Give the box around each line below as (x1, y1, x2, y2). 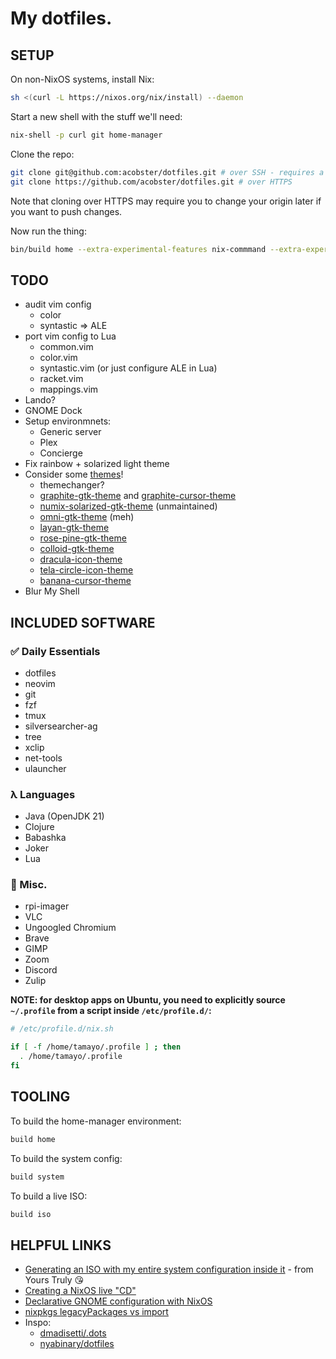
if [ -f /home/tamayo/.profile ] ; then (10, 1042, 182, 1052)
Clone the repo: (10, 148, 75, 160)
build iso (10, 1209, 52, 1219)
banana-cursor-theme (39, 575, 132, 587)
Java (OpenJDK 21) (24, 810, 105, 822)
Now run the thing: (10, 225, 87, 237)
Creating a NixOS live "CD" (24, 1285, 137, 1297)
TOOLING (10, 1088, 71, 1106)
